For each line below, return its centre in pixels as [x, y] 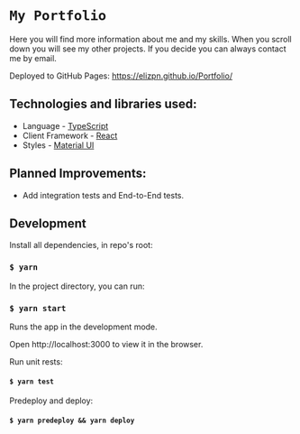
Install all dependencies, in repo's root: [81, 245]
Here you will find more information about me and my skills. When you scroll [150, 39]
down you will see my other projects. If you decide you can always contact [148, 49]
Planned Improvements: [78, 174]
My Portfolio [58, 16]
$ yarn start [38, 308]
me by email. [33, 58]
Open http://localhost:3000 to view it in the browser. [106, 344]
